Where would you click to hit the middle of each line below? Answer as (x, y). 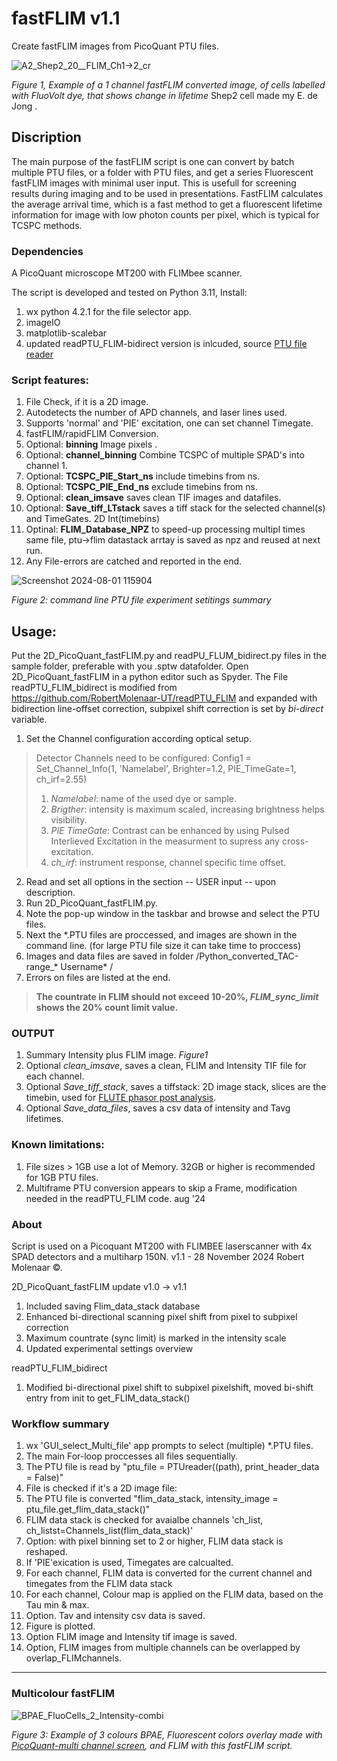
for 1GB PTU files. (62, 1177)
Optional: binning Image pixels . (91, 444)
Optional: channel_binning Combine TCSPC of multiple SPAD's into (165, 455)
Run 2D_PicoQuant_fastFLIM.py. (92, 903)
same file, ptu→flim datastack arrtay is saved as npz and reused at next (173, 540)
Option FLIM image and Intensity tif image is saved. (131, 1637)
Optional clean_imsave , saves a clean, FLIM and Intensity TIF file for (166, 1066)
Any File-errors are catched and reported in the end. (134, 561)
